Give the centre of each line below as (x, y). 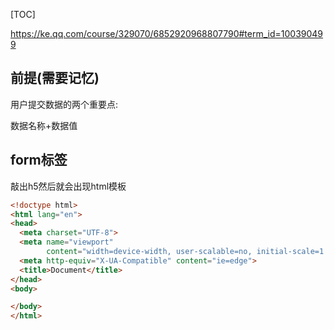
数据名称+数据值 (44, 125)
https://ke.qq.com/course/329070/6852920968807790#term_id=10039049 (167, 33)
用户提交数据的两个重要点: (64, 104)
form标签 (39, 160)
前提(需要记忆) (55, 78)
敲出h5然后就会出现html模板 (68, 186)
